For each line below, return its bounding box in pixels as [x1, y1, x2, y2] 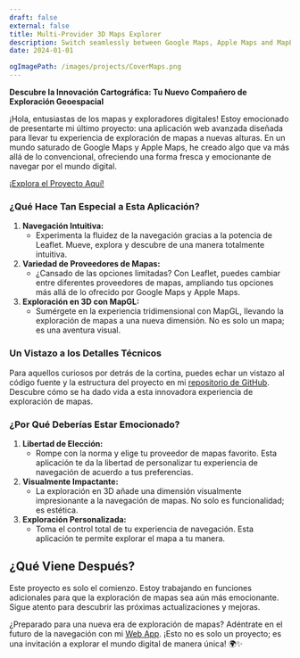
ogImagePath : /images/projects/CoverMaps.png [9, 62, 181, 71]
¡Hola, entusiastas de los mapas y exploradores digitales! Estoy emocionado [9, 113, 289, 124]
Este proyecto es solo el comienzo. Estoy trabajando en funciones [9, 582, 253, 593]
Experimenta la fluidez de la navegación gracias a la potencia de [35, 230, 272, 241]
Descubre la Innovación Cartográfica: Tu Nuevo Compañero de [9, 86, 247, 97]
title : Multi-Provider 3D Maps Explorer [9, 29, 162, 38]
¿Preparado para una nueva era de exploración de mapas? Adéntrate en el [9, 619, 283, 629]
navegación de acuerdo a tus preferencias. [35, 466, 194, 477]
